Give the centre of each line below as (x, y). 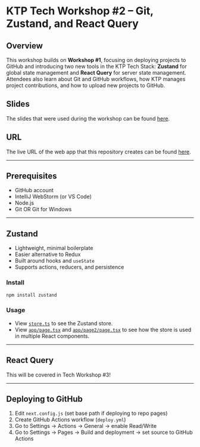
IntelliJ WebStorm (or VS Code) (53, 197)
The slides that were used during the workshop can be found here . (88, 118)
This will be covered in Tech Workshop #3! (59, 375)
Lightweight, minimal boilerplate (54, 248)
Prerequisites (32, 176)
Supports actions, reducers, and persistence (69, 267)
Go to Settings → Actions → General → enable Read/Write (85, 426)
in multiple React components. (52, 336)
